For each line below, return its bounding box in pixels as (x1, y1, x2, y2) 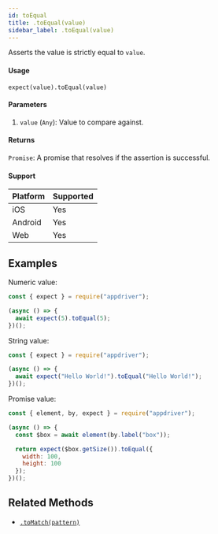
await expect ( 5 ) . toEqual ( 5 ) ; (15, 314, 111, 322)
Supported (52, 191, 94, 202)
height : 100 (22, 460, 61, 468)
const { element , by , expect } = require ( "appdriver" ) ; (8, 410, 195, 417)
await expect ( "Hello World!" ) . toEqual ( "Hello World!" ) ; (15, 373, 202, 380)
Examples (8, 257, 57, 270)
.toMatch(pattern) (19, 518, 80, 526)
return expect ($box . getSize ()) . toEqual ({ (15, 445, 153, 453)
